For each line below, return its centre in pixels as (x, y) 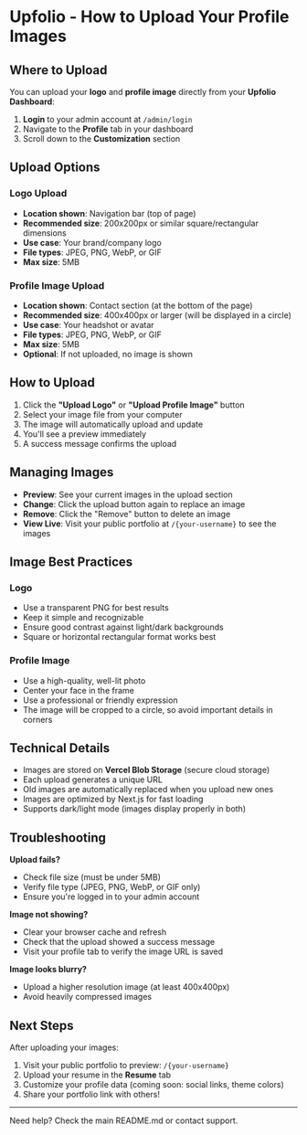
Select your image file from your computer (102, 414)
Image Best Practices (71, 562)
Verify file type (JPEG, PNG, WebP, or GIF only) (111, 887)
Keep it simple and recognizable (83, 618)
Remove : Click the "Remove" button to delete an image (127, 514)
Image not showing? (49, 915)
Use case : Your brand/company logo (92, 242)
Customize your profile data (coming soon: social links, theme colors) (153, 1085)
